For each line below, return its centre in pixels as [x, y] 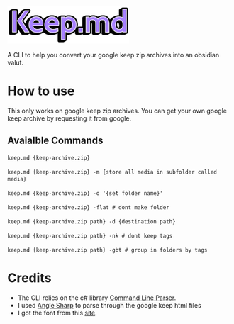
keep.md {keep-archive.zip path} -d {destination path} [91, 222]
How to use [41, 91]
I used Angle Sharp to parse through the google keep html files [110, 305]
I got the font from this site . [57, 313]
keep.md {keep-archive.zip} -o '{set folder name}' [85, 193]
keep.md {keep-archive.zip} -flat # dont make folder [89, 207]
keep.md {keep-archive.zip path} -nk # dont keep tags [90, 236]
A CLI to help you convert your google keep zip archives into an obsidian [113, 55]
